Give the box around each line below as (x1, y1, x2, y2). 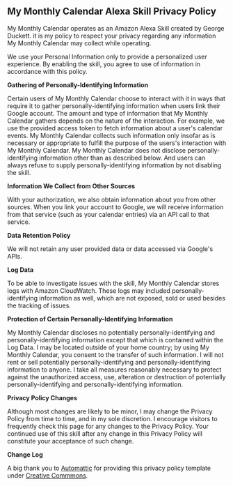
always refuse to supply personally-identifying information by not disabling (7, 160, 222, 169)
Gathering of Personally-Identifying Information (7, 80, 149, 89)
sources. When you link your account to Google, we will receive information (7, 202, 224, 211)
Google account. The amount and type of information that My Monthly (7, 109, 209, 117)
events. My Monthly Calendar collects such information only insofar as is (7, 131, 216, 139)
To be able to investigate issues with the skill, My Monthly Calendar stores (7, 279, 220, 287)
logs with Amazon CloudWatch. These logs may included (7, 286, 170, 295)
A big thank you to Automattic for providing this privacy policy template (7, 464, 211, 472)
